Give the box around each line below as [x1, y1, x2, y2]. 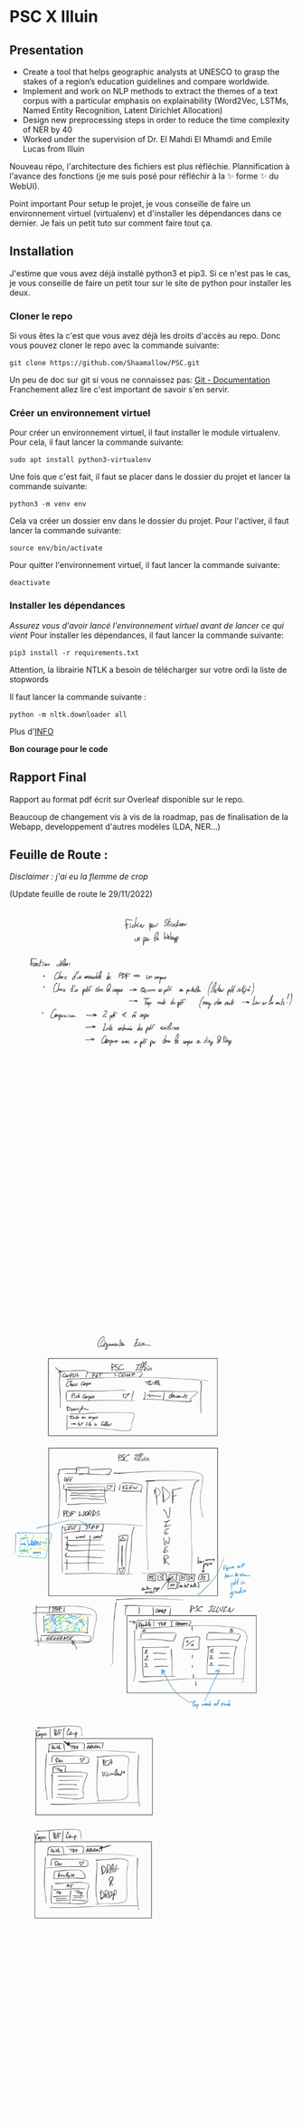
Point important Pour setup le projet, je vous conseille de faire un [9, 198, 251, 209]
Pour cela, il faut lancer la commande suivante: [9, 437, 184, 448]
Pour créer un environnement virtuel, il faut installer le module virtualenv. [9, 428, 280, 438]
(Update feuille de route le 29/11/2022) [9, 889, 154, 900]
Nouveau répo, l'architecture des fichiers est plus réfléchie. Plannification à [9, 161, 290, 171]
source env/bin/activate [9, 544, 103, 554]
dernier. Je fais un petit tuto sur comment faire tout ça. [9, 217, 213, 228]
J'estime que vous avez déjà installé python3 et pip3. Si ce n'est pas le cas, [9, 267, 291, 278]
